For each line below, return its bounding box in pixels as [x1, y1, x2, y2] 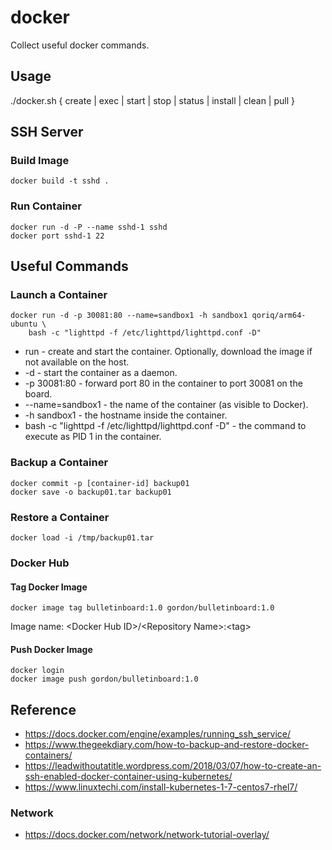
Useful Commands [10, 258, 129, 275]
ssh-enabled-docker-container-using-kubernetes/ [24, 771, 233, 783]
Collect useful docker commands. [10, 39, 150, 51]
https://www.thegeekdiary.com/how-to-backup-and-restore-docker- [24, 739, 310, 751]
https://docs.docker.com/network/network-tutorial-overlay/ [24, 829, 270, 841]
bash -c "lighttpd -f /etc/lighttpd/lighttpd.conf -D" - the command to [24, 420, 307, 432]
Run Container [10, 199, 82, 213]
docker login [10, 666, 65, 676]
